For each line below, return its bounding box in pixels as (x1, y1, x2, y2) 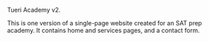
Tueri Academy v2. (7, 6, 60, 14)
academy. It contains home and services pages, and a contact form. (7, 27, 200, 34)
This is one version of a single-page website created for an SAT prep (7, 19, 202, 27)
